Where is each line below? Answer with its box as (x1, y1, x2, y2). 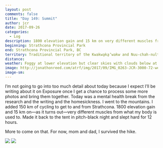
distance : (5, 57, 25, 61)
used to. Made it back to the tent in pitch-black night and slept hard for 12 (5, 114, 152, 120)
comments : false (5, 12, 38, 16)
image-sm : (5, 70, 25, 75)
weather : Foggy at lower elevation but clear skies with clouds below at (5, 61, 158, 66)
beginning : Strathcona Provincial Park (5, 43, 86, 48)
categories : (5, 30, 29, 34)
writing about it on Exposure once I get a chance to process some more (5, 88, 148, 94)
